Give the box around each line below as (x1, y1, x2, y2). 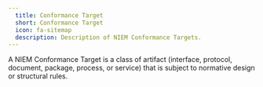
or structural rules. (8, 71, 68, 81)
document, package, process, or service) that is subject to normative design (8, 63, 255, 73)
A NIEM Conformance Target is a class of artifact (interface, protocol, (8, 55, 233, 64)
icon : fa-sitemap (15, 26, 72, 34)
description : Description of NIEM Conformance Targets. (15, 33, 202, 42)
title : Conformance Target (15, 11, 104, 20)
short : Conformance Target (15, 19, 104, 27)
